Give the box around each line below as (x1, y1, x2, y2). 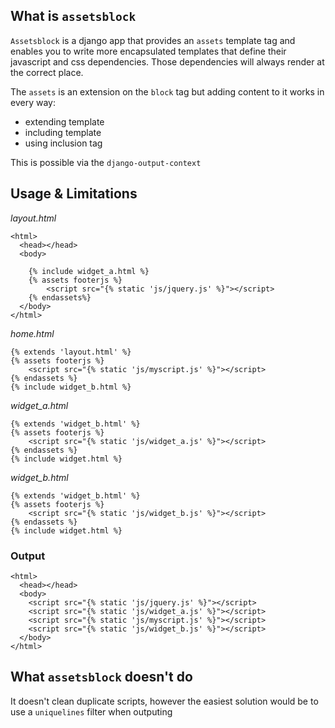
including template (24, 126, 102, 138)
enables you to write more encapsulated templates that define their (10, 45, 287, 57)
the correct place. (10, 66, 84, 78)
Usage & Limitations (10, 185, 138, 203)
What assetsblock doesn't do (10, 669, 193, 686)
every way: (10, 96, 56, 108)
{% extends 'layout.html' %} (10, 347, 132, 357)
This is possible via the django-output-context (10, 156, 202, 168)
